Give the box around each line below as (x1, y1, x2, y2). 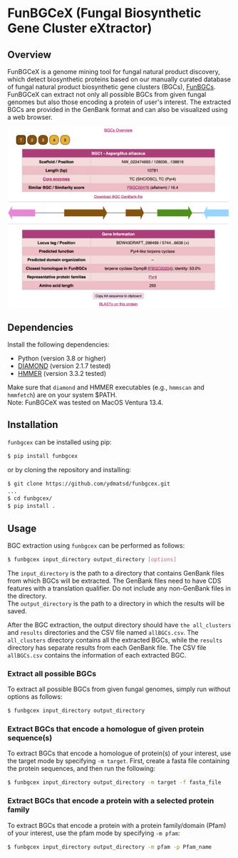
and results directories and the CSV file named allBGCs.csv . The (7, 628, 199, 636)
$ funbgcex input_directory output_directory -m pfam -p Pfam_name (7, 843, 212, 850)
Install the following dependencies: (7, 340, 110, 349)
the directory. (7, 591, 47, 600)
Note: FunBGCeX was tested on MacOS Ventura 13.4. (7, 398, 164, 407)
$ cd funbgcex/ (7, 495, 53, 502)
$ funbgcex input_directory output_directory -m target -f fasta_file (7, 779, 222, 786)
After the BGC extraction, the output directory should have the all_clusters (7, 620, 232, 629)
